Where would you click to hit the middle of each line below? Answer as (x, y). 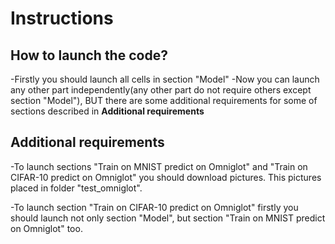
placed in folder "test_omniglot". (76, 188)
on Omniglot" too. (46, 228)
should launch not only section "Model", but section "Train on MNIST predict (168, 218)
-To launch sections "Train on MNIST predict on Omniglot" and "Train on (159, 166)
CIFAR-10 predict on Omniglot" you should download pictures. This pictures (166, 177)
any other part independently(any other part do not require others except (161, 90)
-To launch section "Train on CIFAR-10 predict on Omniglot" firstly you (154, 207)
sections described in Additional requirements (107, 111)
